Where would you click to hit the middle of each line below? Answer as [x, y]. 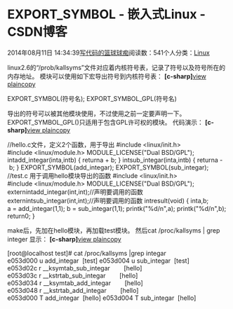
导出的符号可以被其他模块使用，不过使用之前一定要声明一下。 [96, 114]
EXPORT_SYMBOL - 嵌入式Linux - [106, 14]
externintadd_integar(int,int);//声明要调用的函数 [75, 192]
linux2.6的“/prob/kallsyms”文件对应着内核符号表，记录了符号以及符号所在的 [116, 67]
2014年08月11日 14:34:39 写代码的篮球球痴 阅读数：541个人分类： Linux [109, 53]
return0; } [21, 216]
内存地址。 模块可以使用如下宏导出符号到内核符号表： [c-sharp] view [107, 76]
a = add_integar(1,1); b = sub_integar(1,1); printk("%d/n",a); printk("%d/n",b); [117, 208]
